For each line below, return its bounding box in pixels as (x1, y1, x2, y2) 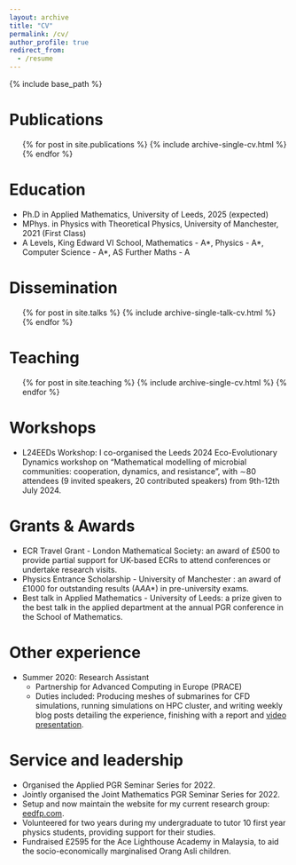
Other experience (9, 642, 142, 663)
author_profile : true (9, 37, 90, 47)
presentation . (35, 718, 84, 729)
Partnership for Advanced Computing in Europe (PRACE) (35, 681, 242, 692)
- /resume (17, 54, 53, 63)
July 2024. (21, 485, 62, 496)
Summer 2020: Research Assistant (21, 671, 150, 682)
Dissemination (9, 278, 118, 298)
